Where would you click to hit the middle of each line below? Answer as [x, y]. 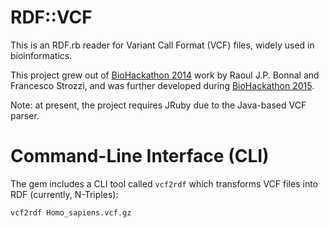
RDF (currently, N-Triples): [64, 194]
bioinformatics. [41, 55]
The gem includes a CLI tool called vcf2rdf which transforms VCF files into [164, 183]
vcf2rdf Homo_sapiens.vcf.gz [71, 212]
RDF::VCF [51, 17]
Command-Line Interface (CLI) [140, 156]
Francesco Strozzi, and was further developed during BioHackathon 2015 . [162, 85]
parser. [25, 115]
